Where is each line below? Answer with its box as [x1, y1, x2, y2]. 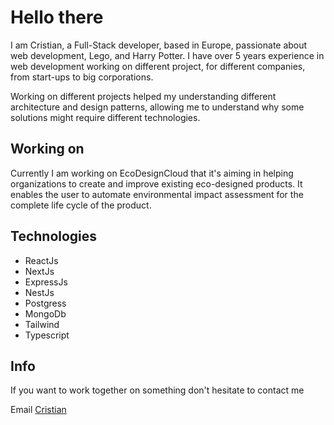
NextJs [24, 265, 55, 277]
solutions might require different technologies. [10, 111, 201, 123]
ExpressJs [24, 276, 68, 288]
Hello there [10, 6, 104, 29]
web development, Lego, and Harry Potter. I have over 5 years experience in [10, 49, 325, 61]
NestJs [24, 286, 55, 298]
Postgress [24, 297, 67, 309]
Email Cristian [10, 404, 67, 416]
